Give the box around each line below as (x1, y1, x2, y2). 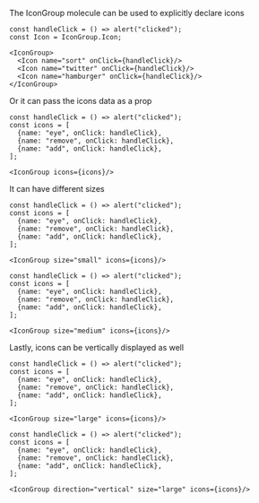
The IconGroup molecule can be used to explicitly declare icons (9, 8, 245, 18)
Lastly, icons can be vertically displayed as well (9, 343, 185, 352)
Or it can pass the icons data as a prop (9, 96, 152, 106)
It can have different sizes (9, 184, 105, 194)
